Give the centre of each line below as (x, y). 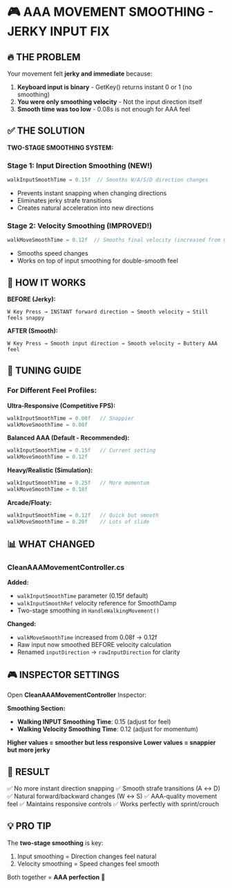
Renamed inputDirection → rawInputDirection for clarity (99, 652)
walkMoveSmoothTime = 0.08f (48, 425)
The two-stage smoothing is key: (55, 843)
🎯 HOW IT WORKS (47, 282)
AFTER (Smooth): (33, 330)
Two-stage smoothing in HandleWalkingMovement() (88, 611)
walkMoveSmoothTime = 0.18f (48, 490)
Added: (18, 583)
